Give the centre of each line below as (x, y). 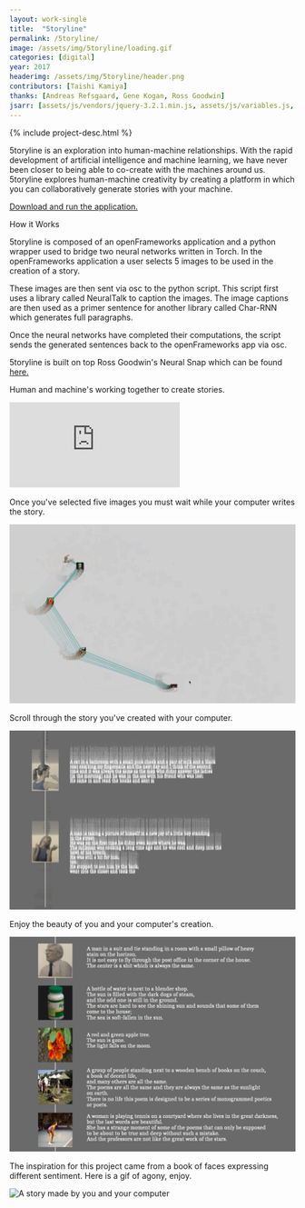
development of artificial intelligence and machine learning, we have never (148, 160)
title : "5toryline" (49, 29)
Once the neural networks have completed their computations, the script (145, 334)
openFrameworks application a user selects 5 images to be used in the (142, 261)
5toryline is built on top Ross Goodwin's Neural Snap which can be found (146, 362)
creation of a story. (45, 270)
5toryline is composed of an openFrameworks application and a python (143, 242)
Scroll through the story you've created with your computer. (121, 717)
